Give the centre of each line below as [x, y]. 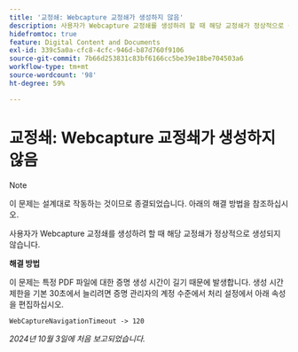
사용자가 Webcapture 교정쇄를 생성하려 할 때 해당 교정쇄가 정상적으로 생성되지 [145, 233]
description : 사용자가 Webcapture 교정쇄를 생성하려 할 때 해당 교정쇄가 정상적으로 [147, 26]
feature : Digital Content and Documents [85, 42]
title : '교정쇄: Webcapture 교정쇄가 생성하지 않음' [97, 17]
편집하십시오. [41, 304]
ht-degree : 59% [37, 83]
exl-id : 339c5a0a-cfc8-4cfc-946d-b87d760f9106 [97, 51]
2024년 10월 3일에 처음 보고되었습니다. [78, 339]
